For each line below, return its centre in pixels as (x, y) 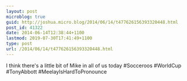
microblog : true (26, 17)
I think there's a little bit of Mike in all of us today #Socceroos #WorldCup (94, 65)
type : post (19, 44)
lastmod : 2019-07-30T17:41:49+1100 (49, 38)
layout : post (22, 11)
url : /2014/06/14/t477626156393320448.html (60, 49)
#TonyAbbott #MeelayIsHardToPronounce (57, 71)
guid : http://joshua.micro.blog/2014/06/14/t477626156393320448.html (92, 22)
